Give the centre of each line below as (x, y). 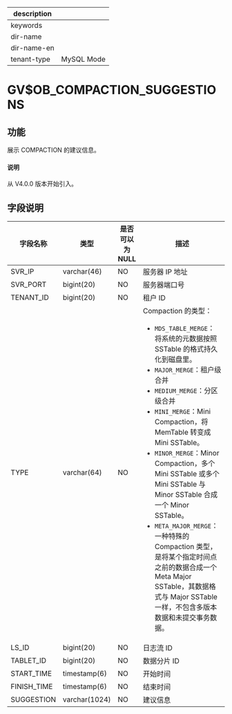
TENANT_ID (30, 297)
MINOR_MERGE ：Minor (187, 453)
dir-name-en (33, 48)
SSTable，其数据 (182, 586)
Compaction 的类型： (177, 311)
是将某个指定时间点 (186, 557)
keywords (27, 25)
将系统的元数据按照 (186, 339)
